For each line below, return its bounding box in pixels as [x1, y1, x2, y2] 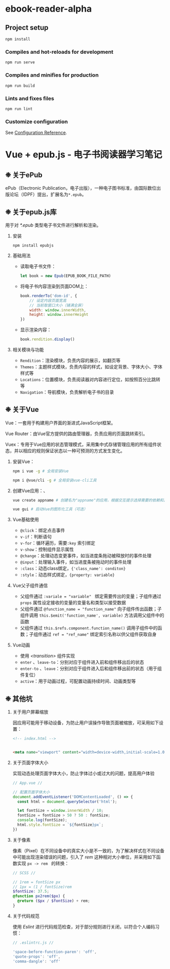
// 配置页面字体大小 [12, 789, 50, 795]
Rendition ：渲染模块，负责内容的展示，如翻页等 [20, 357, 121, 363]
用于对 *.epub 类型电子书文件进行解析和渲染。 [5, 222, 101, 228]
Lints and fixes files [5, 95, 55, 102]
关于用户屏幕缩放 [12, 709, 49, 715]
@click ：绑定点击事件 [20, 527, 65, 533]
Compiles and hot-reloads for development [5, 48, 114, 55]
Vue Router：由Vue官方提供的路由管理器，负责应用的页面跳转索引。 [5, 430, 148, 437]
